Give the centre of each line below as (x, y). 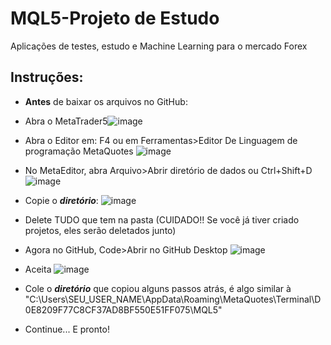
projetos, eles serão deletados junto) (100, 230)
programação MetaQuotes (79, 151)
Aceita (38, 269)
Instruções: (47, 77)
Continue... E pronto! (67, 329)
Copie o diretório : (61, 200)
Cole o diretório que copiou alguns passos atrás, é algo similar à (158, 288)
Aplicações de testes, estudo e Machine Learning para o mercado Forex (159, 46)
